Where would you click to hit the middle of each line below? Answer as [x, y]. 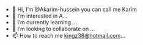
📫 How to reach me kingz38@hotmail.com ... [68, 36]
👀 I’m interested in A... [40, 16]
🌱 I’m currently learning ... [45, 22]
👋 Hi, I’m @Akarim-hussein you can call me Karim [75, 9]
